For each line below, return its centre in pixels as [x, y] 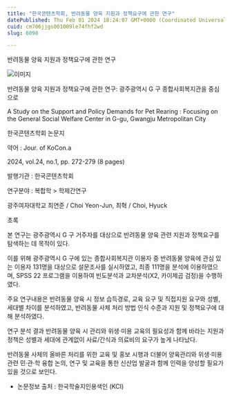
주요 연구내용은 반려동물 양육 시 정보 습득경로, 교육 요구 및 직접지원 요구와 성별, [114, 299]
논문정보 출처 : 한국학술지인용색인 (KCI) [70, 387]
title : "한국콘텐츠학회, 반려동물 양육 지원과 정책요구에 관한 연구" [91, 14]
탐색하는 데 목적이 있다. [39, 244]
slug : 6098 [23, 33]
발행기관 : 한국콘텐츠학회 [40, 176]
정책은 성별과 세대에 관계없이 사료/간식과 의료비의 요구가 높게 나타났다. [102, 339]
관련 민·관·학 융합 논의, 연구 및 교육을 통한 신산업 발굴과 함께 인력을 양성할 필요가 [116, 363]
